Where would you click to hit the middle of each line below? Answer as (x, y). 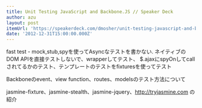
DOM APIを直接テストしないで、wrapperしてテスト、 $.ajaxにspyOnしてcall (101, 59)
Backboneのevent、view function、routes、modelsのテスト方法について (96, 79)
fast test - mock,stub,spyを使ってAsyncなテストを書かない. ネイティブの (96, 52)
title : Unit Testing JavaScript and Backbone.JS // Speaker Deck (90, 12)
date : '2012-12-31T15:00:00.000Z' (50, 34)
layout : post (23, 23)
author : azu (21, 17)
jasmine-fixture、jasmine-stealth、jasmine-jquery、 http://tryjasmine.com (97, 92)
